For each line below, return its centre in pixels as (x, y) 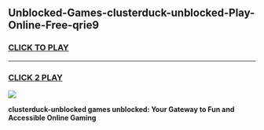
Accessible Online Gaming (52, 117)
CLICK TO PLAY (38, 48)
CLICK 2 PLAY (35, 77)
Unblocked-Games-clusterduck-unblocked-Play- (132, 13)
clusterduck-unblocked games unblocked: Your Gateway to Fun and (121, 109)
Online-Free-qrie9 (54, 26)
